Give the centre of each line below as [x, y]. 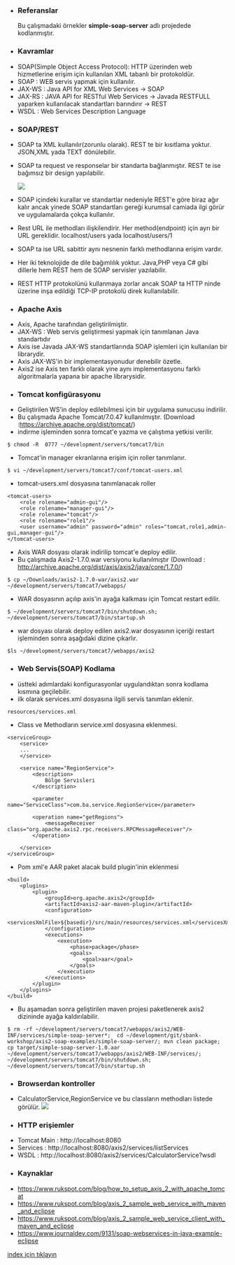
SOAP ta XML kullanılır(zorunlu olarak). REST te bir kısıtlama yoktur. [114, 144]
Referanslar [37, 10]
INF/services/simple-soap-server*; [59, 1035]
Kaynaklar [35, 1173]
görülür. [29, 1107]
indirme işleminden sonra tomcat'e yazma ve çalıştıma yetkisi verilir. [115, 432]
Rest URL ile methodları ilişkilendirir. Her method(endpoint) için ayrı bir [119, 228]
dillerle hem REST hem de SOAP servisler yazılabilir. [92, 270]
